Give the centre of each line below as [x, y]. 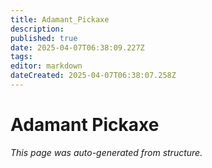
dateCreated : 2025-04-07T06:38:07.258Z [93, 76]
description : [37, 29]
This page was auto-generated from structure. [106, 152]
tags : [21, 57]
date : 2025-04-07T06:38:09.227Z [77, 47]
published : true [44, 38]
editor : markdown [46, 66]
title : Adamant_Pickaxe [60, 19]
